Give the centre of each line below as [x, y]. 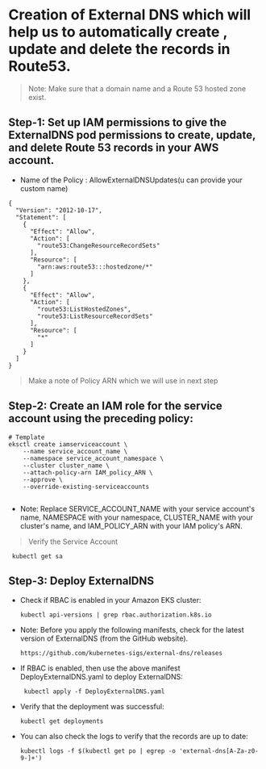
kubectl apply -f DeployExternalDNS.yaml [94, 692]
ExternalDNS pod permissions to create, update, [132, 135]
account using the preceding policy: [101, 418]
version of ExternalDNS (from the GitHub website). [104, 638]
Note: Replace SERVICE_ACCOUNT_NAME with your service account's [137, 508]
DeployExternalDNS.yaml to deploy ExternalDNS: [101, 677]
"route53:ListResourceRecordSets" [95, 316]
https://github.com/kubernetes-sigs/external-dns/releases [121, 654]
